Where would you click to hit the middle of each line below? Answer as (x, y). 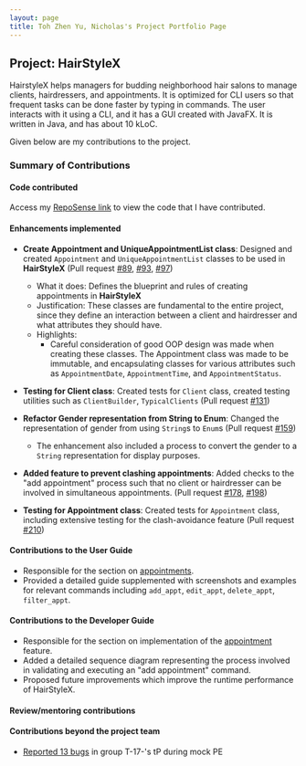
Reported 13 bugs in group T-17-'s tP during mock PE (123, 751)
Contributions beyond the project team (85, 731)
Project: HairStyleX (65, 63)
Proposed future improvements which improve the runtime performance (158, 680)
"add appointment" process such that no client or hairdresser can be (152, 483)
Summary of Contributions (70, 165)
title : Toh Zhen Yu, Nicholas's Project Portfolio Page (118, 26)
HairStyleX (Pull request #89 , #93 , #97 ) (98, 268)
